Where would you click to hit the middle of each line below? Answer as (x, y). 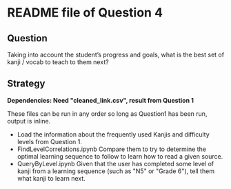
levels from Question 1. (50, 141)
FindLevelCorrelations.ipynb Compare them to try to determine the (112, 149)
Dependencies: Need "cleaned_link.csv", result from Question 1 (101, 100)
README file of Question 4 (85, 13)
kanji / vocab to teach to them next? (58, 62)
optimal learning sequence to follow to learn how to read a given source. (120, 156)
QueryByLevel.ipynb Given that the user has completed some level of (115, 163)
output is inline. (29, 121)
